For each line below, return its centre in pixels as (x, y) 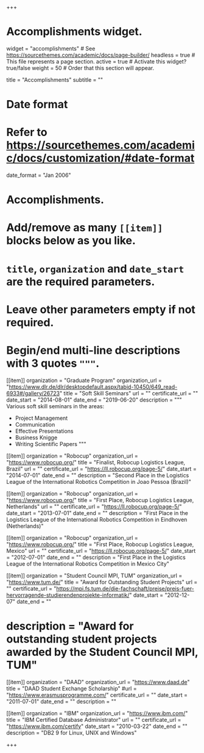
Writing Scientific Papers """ (51, 444)
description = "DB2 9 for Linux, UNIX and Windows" (72, 732)
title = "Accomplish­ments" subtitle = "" (55, 79)
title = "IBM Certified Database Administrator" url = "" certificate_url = (94, 719)
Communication (35, 424)
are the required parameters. (81, 282)
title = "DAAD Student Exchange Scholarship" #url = (72, 688)
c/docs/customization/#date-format (100, 158)
